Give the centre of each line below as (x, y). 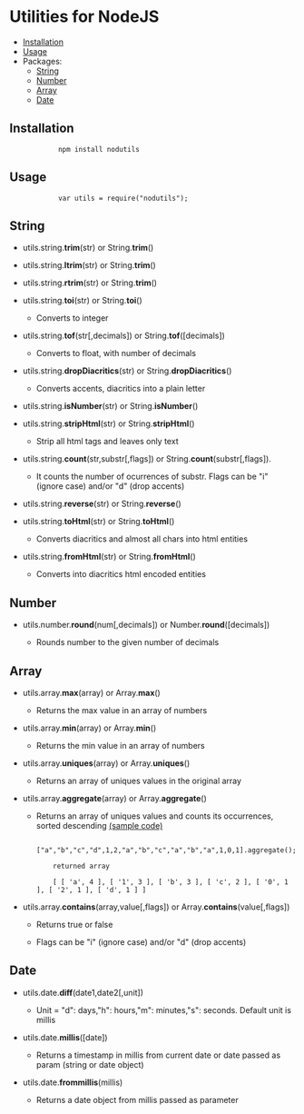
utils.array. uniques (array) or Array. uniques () (106, 763)
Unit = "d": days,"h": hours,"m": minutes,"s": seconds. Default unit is (164, 1010)
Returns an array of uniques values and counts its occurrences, (155, 816)
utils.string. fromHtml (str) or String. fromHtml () (109, 557)
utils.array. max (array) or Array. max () (91, 693)
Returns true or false (74, 925)
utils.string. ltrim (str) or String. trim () (89, 265)
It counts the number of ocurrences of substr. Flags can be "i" (152, 477)
